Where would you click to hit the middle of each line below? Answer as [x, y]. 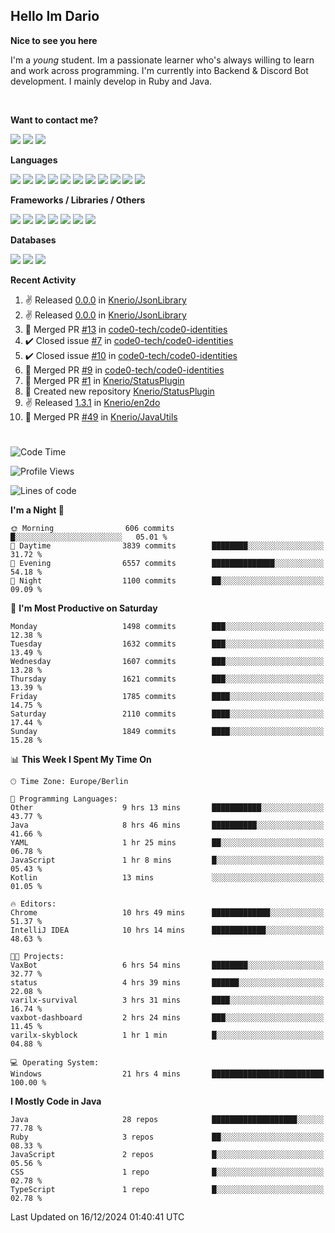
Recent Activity [43, 280]
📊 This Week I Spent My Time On [81, 759]
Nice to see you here [54, 40]
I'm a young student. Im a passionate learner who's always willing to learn [162, 60]
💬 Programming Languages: [64, 799]
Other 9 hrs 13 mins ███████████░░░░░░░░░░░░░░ [167, 808]
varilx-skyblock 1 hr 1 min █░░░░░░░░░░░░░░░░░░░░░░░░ [167, 1035]
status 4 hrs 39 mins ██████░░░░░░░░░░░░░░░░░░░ [167, 983]
